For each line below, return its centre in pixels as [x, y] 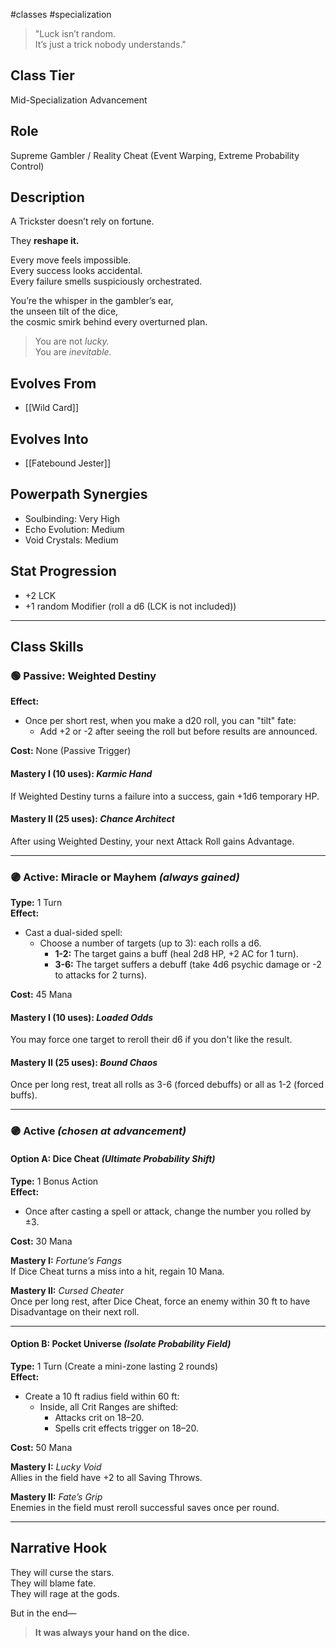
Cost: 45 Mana [41, 995]
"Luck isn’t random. [75, 33]
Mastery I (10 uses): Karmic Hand [81, 773]
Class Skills [47, 647]
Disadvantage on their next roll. [75, 1311]
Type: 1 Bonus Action [54, 1181]
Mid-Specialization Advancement [79, 100]
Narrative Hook [59, 1548]
